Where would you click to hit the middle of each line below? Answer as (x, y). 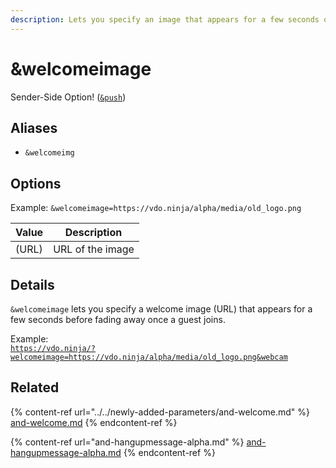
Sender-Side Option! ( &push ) (68, 97)
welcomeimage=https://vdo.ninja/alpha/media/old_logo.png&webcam (149, 357)
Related (35, 387)
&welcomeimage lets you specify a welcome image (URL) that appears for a (161, 309)
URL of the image (94, 249)
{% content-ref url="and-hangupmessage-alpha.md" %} (127, 442)
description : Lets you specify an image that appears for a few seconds (165, 19)
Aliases (34, 127)
